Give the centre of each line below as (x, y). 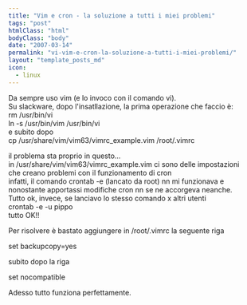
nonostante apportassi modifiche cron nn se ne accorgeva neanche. (120, 189)
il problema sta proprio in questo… (65, 156)
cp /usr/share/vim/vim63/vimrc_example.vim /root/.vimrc (102, 140)
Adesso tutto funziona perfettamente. (70, 292)
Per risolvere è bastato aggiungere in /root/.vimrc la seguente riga (116, 230)
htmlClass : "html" (39, 30)
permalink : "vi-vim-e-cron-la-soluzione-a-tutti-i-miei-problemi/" (123, 53)
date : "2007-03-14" (41, 46)
